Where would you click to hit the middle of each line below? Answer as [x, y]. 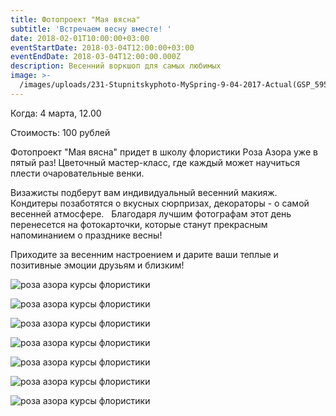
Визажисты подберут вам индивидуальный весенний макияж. [144, 192]
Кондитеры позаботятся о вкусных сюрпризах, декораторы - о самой [160, 203]
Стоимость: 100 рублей [60, 132]
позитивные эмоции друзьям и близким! [97, 265]
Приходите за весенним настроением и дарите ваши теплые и [144, 254]
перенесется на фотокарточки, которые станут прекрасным [139, 224]
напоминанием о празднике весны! [86, 235]
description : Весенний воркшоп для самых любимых [116, 66]
